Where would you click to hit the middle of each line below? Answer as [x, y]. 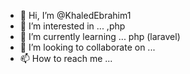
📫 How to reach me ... [66, 58]
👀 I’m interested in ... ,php [72, 26]
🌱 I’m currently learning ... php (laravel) [100, 36]
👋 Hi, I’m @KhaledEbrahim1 [75, 15]
